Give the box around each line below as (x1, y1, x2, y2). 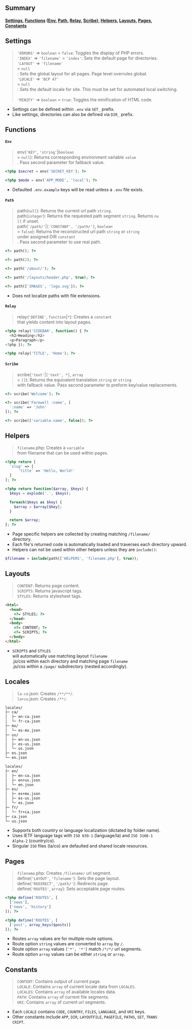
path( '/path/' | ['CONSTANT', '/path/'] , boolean (17, 224, 113, 229)
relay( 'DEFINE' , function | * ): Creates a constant (17, 314, 112, 320)
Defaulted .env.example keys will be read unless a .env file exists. (12, 187, 144, 193)
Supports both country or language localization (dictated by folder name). (12, 827, 161, 833)
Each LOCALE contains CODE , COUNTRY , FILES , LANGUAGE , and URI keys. (12, 1009, 146, 1015)
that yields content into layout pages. (17, 319, 92, 325)
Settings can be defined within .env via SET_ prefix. (12, 106, 115, 112)
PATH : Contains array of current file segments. (17, 994, 109, 1000)
